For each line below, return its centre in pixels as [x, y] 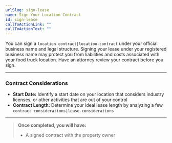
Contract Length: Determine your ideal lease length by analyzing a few [88, 105]
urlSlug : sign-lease [27, 10]
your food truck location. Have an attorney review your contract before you [84, 60]
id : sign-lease [21, 19]
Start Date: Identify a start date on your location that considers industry [88, 94]
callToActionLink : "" [28, 24]
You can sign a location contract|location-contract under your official [81, 43]
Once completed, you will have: [52, 125]
